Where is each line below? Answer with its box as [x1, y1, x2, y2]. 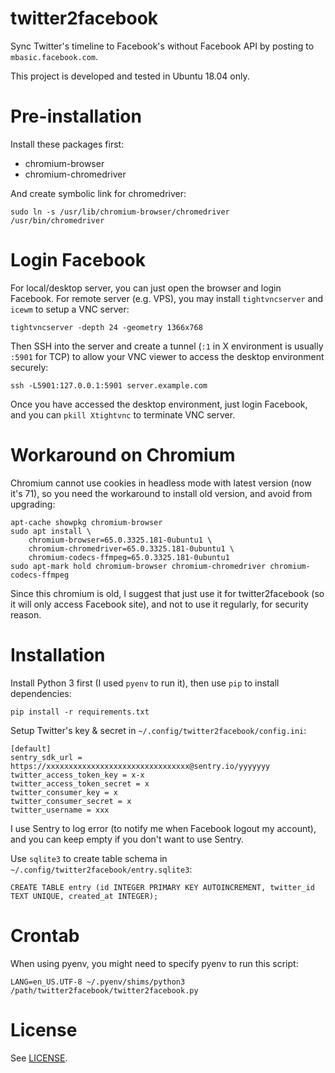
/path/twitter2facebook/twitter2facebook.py [10, 985, 199, 996]
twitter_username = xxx [10, 805, 110, 815]
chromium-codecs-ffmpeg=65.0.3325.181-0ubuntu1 [28, 552, 230, 562]
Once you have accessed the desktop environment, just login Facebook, [10, 398, 308, 410]
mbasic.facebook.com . [10, 50, 99, 62]
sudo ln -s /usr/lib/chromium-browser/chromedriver [10, 207, 230, 217]
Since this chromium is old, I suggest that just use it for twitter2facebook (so [10, 587, 325, 599]
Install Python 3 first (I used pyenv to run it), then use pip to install [10, 677, 280, 689]
